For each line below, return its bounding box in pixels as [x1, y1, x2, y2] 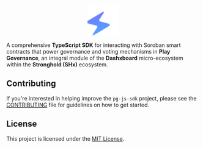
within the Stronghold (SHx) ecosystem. [6, 61, 108, 68]
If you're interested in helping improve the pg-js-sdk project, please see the [6, 94, 197, 102]
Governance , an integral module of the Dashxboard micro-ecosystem [6, 54, 183, 62]
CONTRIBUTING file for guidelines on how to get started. [6, 101, 150, 108]
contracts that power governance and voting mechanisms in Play [6, 48, 171, 55]
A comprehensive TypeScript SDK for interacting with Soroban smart [6, 41, 182, 49]
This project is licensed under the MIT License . [6, 135, 125, 142]
